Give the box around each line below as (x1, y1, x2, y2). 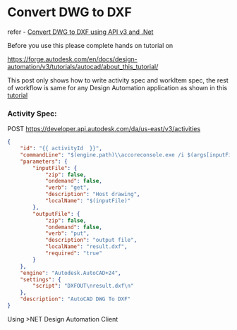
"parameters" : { (20, 158, 68, 165)
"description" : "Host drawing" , (44, 191, 140, 198)
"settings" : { (20, 276, 61, 283)
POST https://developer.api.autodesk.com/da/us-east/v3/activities (7, 125, 201, 133)
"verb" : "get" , (44, 184, 90, 191)
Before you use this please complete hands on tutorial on (7, 41, 174, 49)
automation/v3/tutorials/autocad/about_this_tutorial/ (7, 62, 159, 71)
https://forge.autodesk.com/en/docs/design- (7, 54, 138, 63)
